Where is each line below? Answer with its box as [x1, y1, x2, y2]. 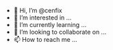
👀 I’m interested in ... [13, 14, 72, 22]
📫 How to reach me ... [13, 36, 77, 43]
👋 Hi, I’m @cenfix [13, 7, 63, 14]
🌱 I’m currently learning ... [13, 21, 87, 28]
